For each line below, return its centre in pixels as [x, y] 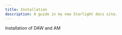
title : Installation [26, 9]
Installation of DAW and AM [33, 28]
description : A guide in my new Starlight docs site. [61, 14]
